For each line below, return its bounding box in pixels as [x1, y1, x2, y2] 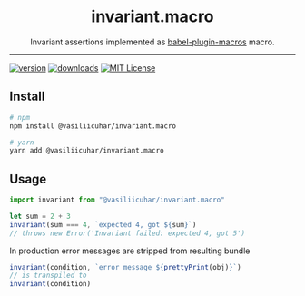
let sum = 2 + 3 [9, 212, 71, 221]
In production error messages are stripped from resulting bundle [9, 245, 251, 256]
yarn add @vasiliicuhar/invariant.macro [9, 146, 165, 155]
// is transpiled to [9, 271, 88, 281]
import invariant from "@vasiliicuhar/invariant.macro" [9, 195, 225, 205]
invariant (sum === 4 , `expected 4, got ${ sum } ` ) [9, 220, 197, 229]
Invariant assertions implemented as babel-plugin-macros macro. [30, 36, 275, 47]
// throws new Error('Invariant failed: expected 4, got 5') [9, 229, 246, 238]
